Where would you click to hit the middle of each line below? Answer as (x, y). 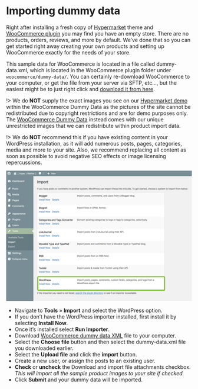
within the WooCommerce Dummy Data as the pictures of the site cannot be (98, 107)
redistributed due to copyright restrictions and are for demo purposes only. (97, 113)
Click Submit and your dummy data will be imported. (79, 380)
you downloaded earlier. (44, 348)
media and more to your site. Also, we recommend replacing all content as (96, 150)
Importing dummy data (63, 11)
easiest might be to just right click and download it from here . (80, 89)
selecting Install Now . (41, 323)
